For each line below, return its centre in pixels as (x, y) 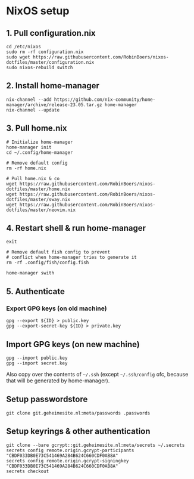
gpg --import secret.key (37, 363)
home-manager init (29, 147)
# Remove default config (37, 163)
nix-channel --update (33, 110)
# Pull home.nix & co (33, 178)
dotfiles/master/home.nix (38, 189)
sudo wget (18, 57)
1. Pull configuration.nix (51, 33)
